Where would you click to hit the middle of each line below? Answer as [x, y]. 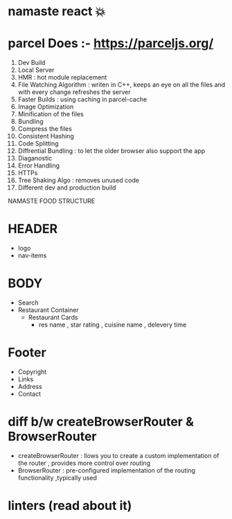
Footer [27, 353]
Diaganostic [35, 158]
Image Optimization [46, 107]
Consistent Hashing [46, 136]
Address [30, 386]
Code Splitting [38, 144]
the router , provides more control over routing [84, 463]
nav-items [32, 255]
